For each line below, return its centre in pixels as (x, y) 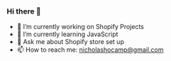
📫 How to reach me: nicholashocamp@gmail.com (90, 50)
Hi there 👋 (24, 11)
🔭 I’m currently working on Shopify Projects (81, 27)
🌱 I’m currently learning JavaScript (67, 34)
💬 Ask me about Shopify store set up (71, 42)
